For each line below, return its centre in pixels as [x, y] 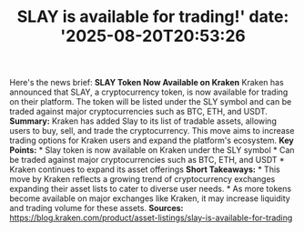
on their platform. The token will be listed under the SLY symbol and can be [151, 102]
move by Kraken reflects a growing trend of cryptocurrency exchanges [142, 179]
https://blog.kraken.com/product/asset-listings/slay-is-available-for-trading [151, 218]
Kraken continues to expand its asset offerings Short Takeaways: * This [145, 169]
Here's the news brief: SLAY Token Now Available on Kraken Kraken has [147, 83]
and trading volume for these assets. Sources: [96, 208]
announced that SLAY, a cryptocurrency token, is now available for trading [149, 92]
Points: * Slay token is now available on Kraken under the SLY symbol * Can [152, 150]
